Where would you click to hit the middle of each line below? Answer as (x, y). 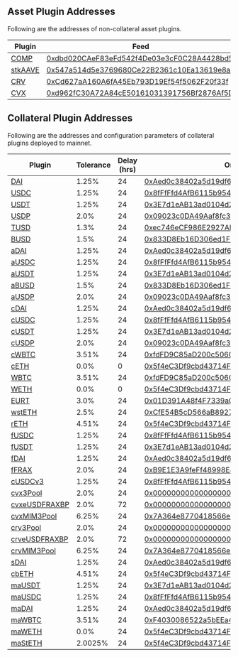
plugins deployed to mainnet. (50, 143)
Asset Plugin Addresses (61, 12)
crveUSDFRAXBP (40, 539)
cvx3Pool (27, 493)
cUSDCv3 (27, 481)
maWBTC (27, 619)
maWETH (27, 631)
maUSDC (26, 597)
